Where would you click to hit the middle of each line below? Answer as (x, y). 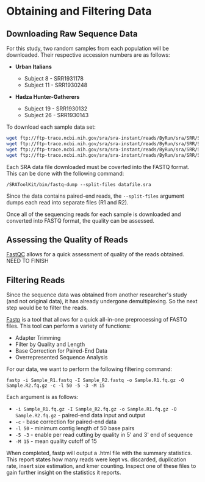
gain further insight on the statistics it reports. (64, 473)
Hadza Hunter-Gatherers (47, 97)
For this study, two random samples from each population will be (88, 48)
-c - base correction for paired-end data (66, 422)
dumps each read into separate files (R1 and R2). (67, 202)
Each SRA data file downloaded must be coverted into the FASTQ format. (98, 167)
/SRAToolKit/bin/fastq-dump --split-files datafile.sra (79, 184)
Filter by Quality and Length (50, 344)
